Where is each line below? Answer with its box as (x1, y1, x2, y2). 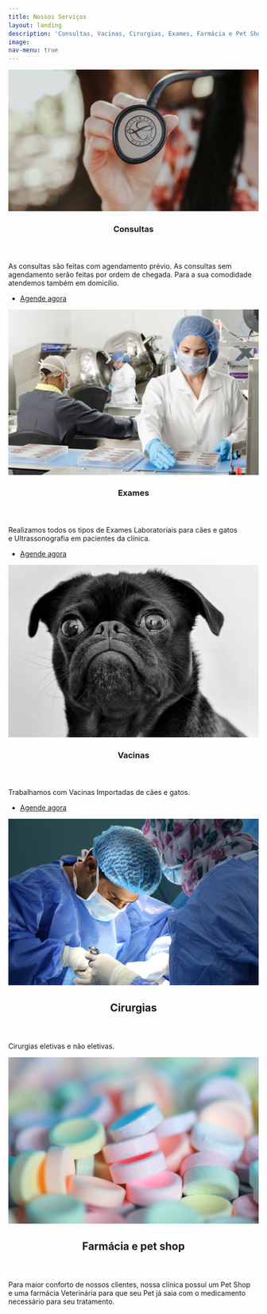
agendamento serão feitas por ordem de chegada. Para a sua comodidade (8, 269, 252, 279)
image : (8, 38, 30, 46)
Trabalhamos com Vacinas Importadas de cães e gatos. (8, 787, 191, 797)
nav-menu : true (8, 46, 59, 55)
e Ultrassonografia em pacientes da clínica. (8, 533, 151, 544)
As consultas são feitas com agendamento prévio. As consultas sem (8, 261, 232, 270)
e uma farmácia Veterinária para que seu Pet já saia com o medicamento (8, 1288, 246, 1297)
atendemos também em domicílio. (8, 278, 119, 288)
